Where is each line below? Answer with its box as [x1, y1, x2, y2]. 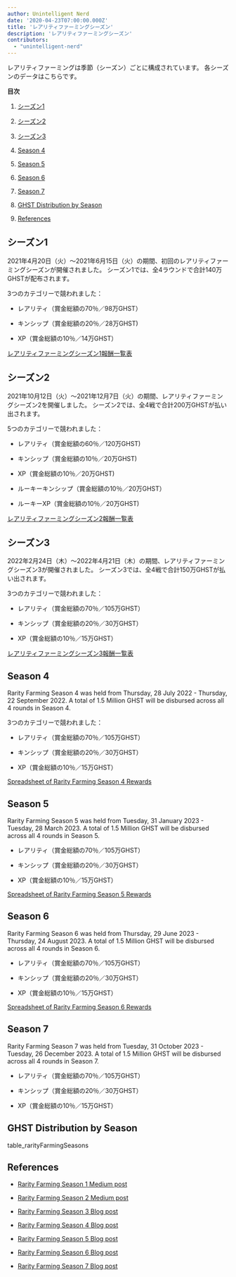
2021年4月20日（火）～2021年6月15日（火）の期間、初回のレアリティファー [7, 257, 229, 265]
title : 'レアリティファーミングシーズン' [7, 23, 114, 30]
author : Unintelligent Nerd [7, 10, 90, 18]
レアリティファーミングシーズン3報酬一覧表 [7, 649, 134, 658]
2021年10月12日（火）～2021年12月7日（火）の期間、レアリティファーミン [7, 392, 223, 400]
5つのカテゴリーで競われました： [7, 424, 103, 433]
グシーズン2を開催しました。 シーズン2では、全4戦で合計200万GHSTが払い [7, 400, 227, 409]
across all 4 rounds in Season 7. [7, 1056, 100, 1065]
